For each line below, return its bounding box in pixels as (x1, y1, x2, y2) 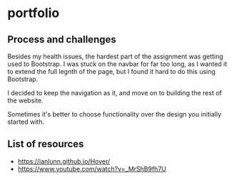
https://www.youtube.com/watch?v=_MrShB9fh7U (17, 164, 166, 173)
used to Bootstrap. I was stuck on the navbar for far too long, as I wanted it (7, 60, 228, 68)
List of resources (7, 138, 84, 150)
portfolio (7, 5, 60, 21)
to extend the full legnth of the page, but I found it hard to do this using (7, 68, 216, 75)
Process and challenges (7, 33, 116, 46)
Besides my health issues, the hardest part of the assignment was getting (7, 52, 223, 60)
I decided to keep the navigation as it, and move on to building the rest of (7, 89, 223, 97)
